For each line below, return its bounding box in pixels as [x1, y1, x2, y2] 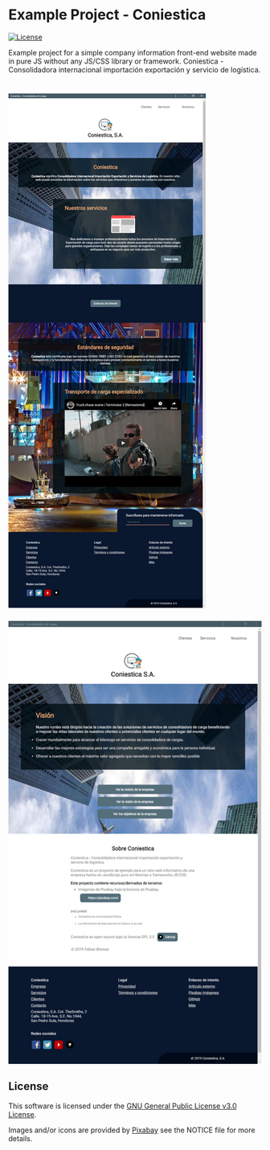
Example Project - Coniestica [8, 6, 207, 24]
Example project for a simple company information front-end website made [8, 47, 257, 57]
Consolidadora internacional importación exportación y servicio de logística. [8, 64, 261, 74]
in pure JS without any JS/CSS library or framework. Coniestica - [8, 56, 224, 66]
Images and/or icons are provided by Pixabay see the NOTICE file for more [8, 1125, 256, 1135]
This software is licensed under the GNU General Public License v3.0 [8, 1101, 237, 1111]
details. [8, 1133, 33, 1143]
